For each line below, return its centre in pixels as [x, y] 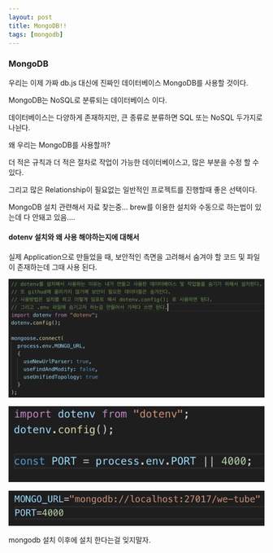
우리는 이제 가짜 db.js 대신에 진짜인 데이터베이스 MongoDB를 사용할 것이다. [128, 82]
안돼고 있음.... [54, 217]
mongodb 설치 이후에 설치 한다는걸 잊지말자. [80, 540]
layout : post [30, 17]
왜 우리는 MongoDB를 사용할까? [60, 145]
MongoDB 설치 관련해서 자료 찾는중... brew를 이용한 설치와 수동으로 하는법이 [131, 207]
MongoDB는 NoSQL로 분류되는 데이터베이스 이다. [88, 100]
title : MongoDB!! [38, 26]
